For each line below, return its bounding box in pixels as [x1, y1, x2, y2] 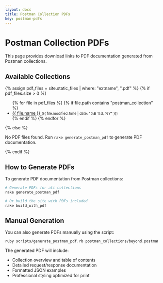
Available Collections [5, 72, 70, 81]
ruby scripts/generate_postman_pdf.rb [5, 239, 83, 244]
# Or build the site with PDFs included [5, 198, 88, 203]
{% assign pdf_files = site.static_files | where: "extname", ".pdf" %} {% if [5, 86, 150, 91]
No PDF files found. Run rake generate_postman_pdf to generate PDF [5, 134, 142, 140]
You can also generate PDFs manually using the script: [5, 230, 114, 235]
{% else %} [5, 125, 28, 131]
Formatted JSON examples [12, 267, 66, 273]
